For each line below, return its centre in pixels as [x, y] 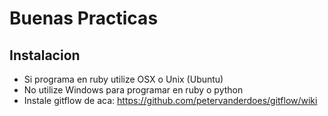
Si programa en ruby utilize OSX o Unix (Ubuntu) [123, 79]
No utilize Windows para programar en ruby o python [133, 90]
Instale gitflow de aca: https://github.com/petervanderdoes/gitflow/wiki [170, 100]
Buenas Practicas [84, 18]
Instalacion [45, 55]
